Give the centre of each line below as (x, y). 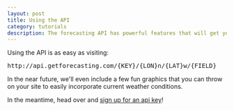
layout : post (26, 14)
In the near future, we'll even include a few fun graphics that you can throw (115, 79)
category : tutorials (37, 26)
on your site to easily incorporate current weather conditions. (95, 87)
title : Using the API (39, 20)
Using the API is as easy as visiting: (58, 53)
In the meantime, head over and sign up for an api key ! (85, 100)
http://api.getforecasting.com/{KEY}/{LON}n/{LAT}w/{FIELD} (112, 66)
